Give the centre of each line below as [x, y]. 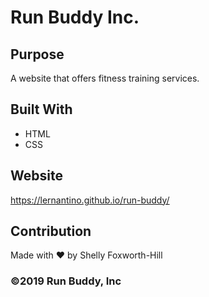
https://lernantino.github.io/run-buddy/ [90, 200]
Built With [41, 109]
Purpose [37, 54]
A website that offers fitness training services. [105, 78]
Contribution [51, 231]
